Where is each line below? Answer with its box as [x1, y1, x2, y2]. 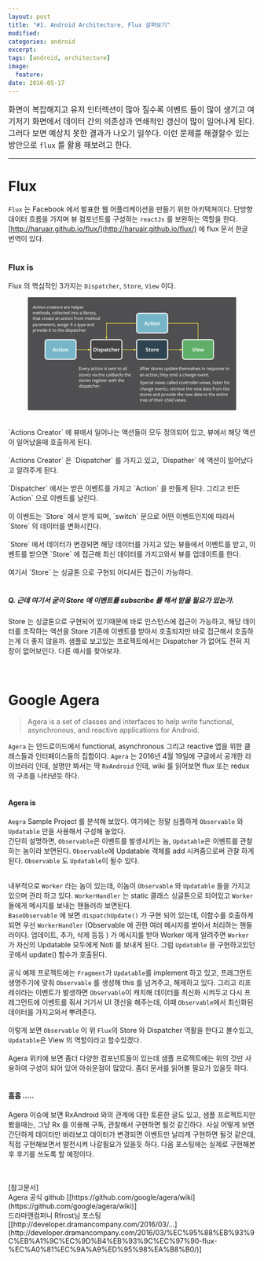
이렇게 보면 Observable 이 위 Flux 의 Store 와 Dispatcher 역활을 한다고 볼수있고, [8, 1025, 254, 1035]
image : [8, 63, 30, 71]
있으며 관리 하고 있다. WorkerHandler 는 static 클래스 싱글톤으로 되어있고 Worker [8, 891, 254, 900]
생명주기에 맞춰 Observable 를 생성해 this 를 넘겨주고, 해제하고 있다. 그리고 [8, 977, 237, 987]
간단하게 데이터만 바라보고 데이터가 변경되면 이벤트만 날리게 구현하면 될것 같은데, [8, 1129, 256, 1139]
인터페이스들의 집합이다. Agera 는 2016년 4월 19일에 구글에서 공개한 [35, 752, 244, 761]
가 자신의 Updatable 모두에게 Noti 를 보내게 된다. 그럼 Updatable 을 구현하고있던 [8, 939, 256, 949]
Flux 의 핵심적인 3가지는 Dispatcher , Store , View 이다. [8, 281, 176, 290]
